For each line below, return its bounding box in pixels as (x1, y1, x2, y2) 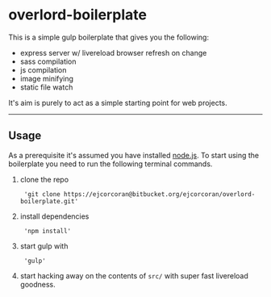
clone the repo (19, 174, 69, 184)
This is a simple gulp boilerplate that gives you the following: (8, 32, 210, 42)
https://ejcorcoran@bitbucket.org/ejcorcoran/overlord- (63, 190, 256, 199)
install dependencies (19, 211, 90, 221)
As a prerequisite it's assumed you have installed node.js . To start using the (8, 150, 260, 160)
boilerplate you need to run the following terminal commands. (8, 159, 213, 169)
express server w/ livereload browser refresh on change (19, 48, 207, 57)
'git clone (23, 190, 60, 199)
